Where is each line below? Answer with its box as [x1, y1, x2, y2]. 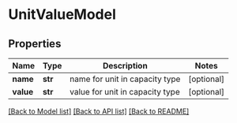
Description [102, 61, 148, 71]
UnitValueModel [8, 6, 117, 24]
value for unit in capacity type [70, 87, 180, 97]
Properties [8, 37, 62, 50]
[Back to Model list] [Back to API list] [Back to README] [8, 106, 190, 116]
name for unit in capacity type [70, 73, 181, 84]
